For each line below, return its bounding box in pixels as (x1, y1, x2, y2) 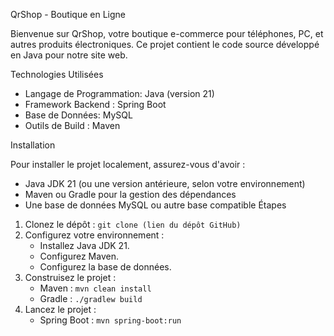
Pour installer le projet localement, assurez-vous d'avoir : (10, 159, 246, 170)
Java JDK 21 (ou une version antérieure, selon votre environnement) (24, 178, 306, 189)
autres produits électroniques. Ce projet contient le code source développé (10, 39, 320, 50)
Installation (10, 139, 56, 151)
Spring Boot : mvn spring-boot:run (39, 314, 182, 326)
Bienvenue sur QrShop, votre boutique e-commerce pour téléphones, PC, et (10, 28, 324, 39)
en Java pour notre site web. (10, 49, 128, 61)
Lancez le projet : (24, 304, 97, 315)
